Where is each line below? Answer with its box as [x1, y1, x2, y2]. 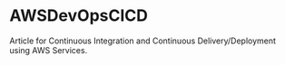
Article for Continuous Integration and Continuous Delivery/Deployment [9, 35, 277, 46]
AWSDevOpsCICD [9, 5, 148, 26]
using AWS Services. [9, 44, 88, 55]
